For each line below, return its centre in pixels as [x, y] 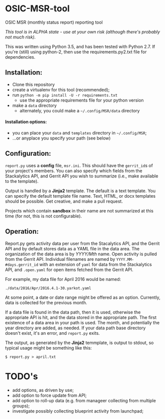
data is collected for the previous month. [46, 302]
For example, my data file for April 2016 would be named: [63, 279]
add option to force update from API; [49, 395]
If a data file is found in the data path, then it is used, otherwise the [73, 312]
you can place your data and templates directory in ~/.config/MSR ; [79, 133]
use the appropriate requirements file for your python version [82, 100]
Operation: [22, 231]
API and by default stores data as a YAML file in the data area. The [72, 248]
